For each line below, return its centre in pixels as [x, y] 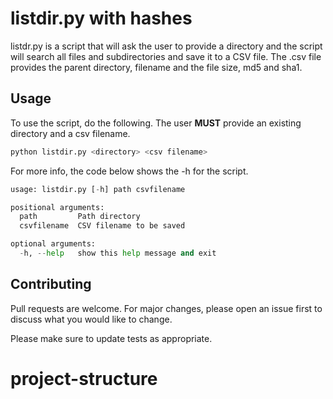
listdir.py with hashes [101, 18]
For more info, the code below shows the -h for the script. [129, 171]
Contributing [51, 284]
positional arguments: [57, 207]
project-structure [84, 378]
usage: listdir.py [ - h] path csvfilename [98, 189]
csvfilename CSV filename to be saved [102, 226]
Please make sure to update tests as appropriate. [111, 338]
